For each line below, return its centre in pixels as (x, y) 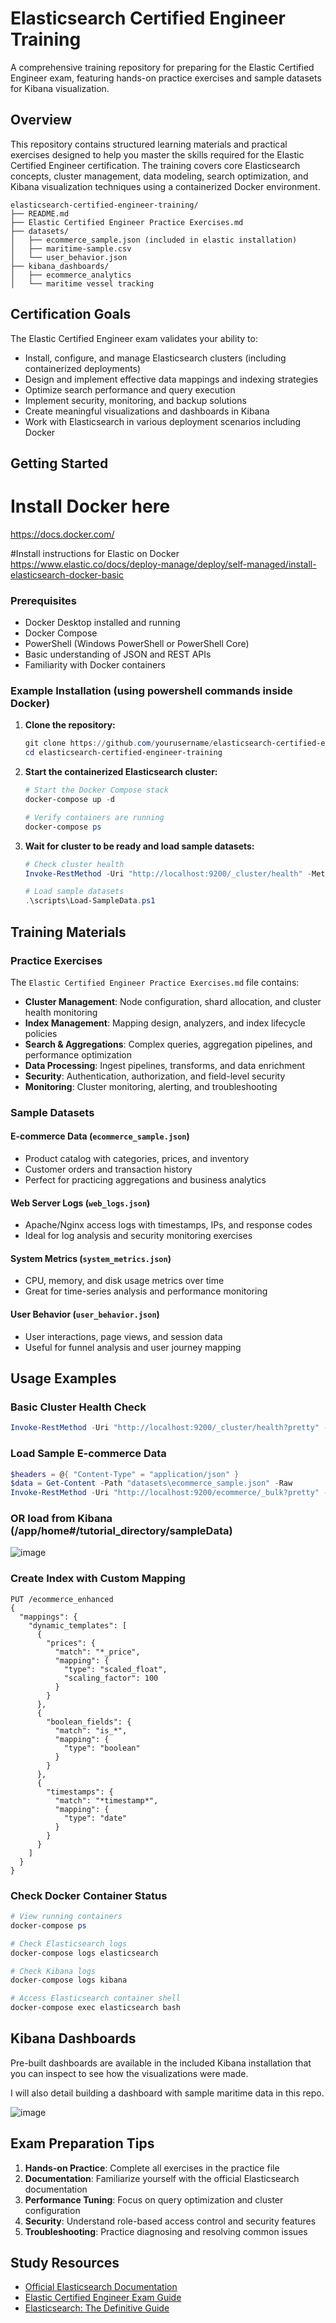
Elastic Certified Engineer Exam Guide (103, 2298)
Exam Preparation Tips (82, 2143)
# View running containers (66, 1917)
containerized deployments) (83, 368)
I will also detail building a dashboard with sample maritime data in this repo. (167, 2093)
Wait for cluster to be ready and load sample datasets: (139, 846)
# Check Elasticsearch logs (69, 1943)
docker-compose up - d (69, 800)
